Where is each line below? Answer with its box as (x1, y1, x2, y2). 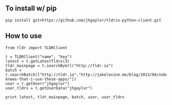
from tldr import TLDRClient (5, 45, 68, 50)
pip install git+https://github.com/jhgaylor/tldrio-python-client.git (5, 17, 161, 23)
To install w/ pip (5, 4, 57, 13)
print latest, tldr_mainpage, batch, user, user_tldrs (5, 94, 125, 99)
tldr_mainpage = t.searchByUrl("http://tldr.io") (5, 63, 114, 68)
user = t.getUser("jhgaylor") (5, 81, 70, 86)
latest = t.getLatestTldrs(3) (5, 58, 70, 64)
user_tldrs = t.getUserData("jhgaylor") (5, 86, 93, 91)
